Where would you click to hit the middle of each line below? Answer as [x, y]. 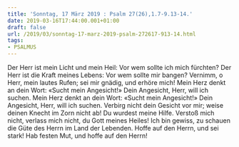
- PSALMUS [22, 47]
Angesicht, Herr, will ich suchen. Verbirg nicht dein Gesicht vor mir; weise [115, 105]
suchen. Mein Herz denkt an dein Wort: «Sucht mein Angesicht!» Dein [110, 98]
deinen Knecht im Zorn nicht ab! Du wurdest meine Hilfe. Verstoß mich [111, 113]
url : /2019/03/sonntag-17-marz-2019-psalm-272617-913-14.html [102, 34]
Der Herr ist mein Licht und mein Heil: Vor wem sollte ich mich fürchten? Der [119, 67]
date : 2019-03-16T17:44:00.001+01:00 [63, 21]
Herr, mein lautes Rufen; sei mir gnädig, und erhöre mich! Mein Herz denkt [117, 82]
